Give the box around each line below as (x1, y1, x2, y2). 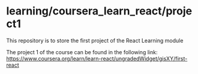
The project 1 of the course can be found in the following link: (6, 48, 158, 55)
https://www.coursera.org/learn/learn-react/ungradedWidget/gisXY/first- (6, 55, 188, 62)
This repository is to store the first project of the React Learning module (6, 37, 184, 44)
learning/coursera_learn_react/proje (6, 4, 193, 18)
